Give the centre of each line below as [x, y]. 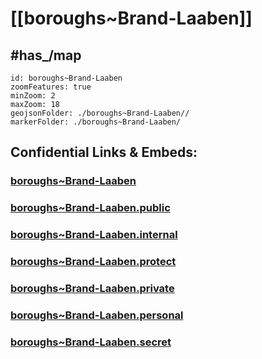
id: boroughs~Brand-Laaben [66, 78]
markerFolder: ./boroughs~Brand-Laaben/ [96, 122]
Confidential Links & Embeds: [104, 152]
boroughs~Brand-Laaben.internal [94, 235]
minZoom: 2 [33, 96]
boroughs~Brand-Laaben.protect [93, 262]
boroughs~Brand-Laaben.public [90, 208]
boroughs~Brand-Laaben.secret [91, 342]
